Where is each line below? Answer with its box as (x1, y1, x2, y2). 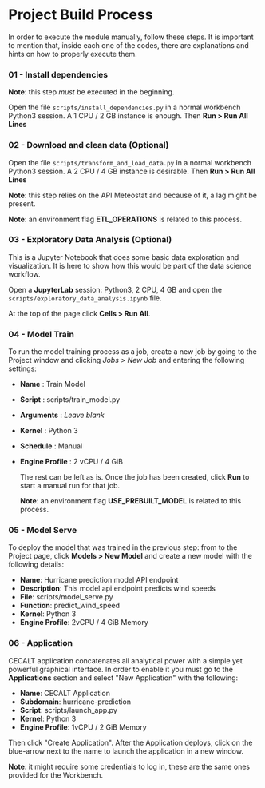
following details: (8, 559, 65, 569)
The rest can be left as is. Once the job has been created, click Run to (19, 472, 250, 482)
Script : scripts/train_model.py (19, 395, 121, 404)
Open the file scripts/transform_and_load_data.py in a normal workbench (8, 157, 252, 167)
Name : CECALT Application (19, 688, 110, 698)
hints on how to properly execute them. (8, 49, 137, 58)
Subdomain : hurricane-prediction (19, 697, 132, 706)
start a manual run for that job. (19, 481, 121, 491)
